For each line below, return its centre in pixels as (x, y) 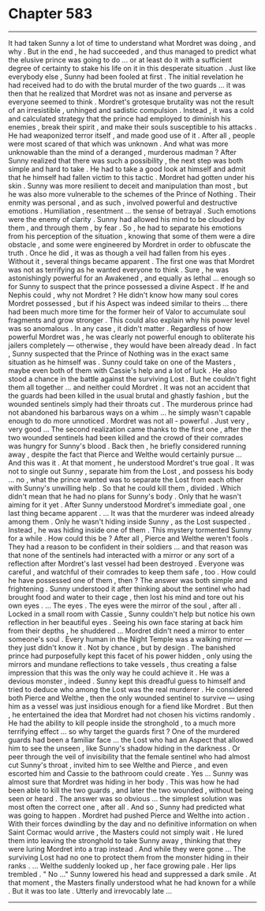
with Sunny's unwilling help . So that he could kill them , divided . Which (125, 487)
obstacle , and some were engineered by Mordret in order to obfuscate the (129, 244)
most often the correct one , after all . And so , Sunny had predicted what (127, 807)
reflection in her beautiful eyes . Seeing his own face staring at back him (125, 622)
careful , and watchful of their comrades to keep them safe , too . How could (132, 572)
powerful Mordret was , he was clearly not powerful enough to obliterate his (131, 337)
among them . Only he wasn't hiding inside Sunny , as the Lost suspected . (129, 521)
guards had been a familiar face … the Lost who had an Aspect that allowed (131, 740)
